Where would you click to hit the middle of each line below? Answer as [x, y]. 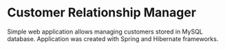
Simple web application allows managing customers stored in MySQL [105, 32]
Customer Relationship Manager [102, 13]
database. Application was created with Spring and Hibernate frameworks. [113, 38]
